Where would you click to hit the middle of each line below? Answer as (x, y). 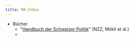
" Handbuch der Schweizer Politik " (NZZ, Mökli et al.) (75, 29)
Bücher (20, 24)
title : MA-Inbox (22, 10)
